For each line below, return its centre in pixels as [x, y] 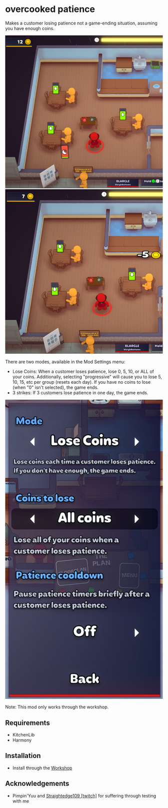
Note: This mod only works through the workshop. [57, 707]
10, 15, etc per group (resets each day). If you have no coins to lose [81, 382]
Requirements [27, 723]
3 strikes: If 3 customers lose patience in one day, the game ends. [80, 392]
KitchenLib [23, 735]
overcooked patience [50, 9]
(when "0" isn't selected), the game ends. [55, 387]
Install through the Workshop [42, 768]
